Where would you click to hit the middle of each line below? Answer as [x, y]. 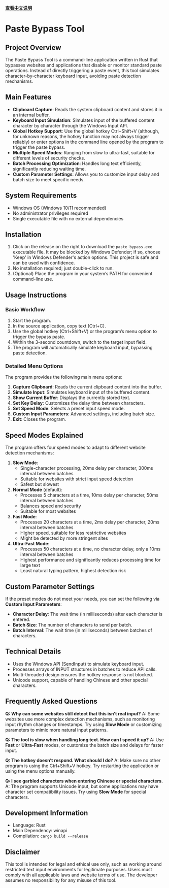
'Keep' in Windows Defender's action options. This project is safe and [86, 257]
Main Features [28, 97]
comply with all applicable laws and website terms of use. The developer [81, 875]
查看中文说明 [19, 8]
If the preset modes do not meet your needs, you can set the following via [82, 599]
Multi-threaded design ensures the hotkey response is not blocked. [83, 674]
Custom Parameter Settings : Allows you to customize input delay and [86, 174]
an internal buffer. [31, 115]
